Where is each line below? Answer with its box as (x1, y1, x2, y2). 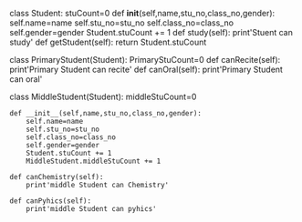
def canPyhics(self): (9, 197, 92, 206)
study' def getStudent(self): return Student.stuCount (9, 36, 207, 47)
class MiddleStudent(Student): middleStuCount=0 (9, 91, 197, 102)
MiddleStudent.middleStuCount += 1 (26, 156, 161, 166)
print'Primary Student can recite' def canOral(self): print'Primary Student (9, 64, 283, 75)
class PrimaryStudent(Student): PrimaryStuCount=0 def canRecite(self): (9, 55, 281, 65)
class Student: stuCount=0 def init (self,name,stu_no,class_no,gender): (9, 8, 276, 18)
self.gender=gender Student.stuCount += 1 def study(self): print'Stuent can (9, 27, 294, 37)
